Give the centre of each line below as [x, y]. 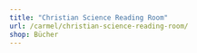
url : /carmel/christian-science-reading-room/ [99, 26]
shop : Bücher [34, 34]
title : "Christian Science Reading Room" [89, 18]
